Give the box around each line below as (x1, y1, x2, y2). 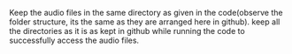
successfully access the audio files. (9, 35, 140, 45)
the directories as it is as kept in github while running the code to (9, 26, 245, 36)
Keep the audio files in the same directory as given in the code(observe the (9, 8, 283, 17)
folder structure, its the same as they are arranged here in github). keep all (9, 17, 280, 27)
